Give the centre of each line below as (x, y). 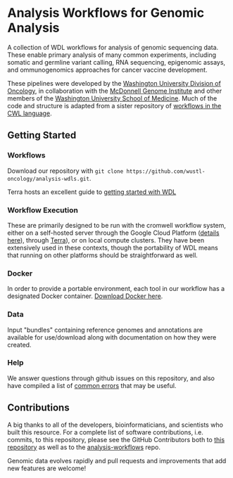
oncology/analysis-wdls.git (49, 179)
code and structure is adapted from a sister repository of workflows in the (114, 105)
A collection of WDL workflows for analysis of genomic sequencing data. (113, 47)
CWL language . (30, 113)
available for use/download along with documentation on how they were (112, 337)
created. (19, 344)
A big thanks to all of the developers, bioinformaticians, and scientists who (115, 425)
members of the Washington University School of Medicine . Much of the (112, 98)
